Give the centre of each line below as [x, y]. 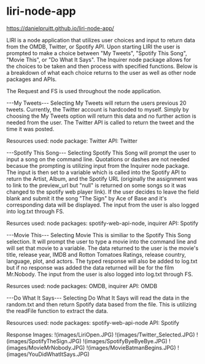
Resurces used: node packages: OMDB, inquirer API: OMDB [82, 286]
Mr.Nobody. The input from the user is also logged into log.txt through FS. [100, 274]
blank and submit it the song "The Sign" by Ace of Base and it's [87, 198]
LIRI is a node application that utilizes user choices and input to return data [101, 40]
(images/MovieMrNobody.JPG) [46, 347]
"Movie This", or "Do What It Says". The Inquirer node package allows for [99, 59]
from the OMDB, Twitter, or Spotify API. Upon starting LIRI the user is [93, 47]
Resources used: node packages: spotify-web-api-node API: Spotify [93, 322]
